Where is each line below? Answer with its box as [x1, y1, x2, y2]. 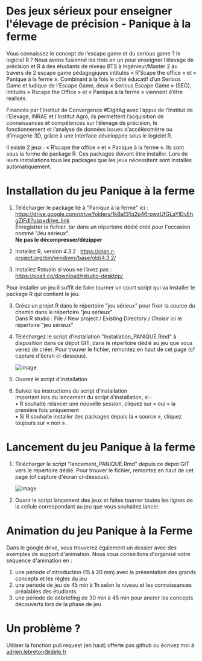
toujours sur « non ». [14, 419, 67, 426]
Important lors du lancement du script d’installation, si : [14, 393, 152, 400]
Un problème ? [6, 621, 81, 635]
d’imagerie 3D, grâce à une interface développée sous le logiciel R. [6, 131, 173, 139]
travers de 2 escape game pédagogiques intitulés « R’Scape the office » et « [6, 69, 197, 76]
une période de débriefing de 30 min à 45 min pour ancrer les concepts [14, 594, 194, 601]
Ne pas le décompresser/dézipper [14, 236, 103, 243]
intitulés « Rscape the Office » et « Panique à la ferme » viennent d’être [6, 88, 183, 95]
